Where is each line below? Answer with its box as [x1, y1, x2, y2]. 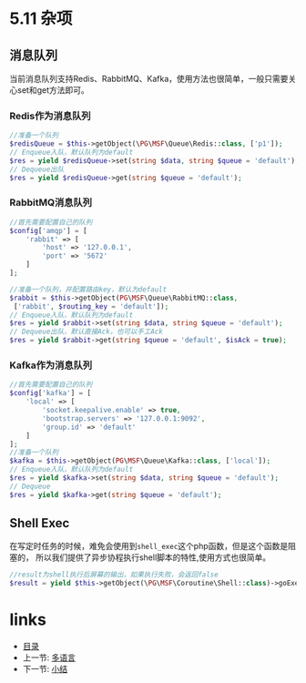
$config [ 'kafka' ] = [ [9, 389, 92, 398]
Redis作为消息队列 [9, 109, 91, 122]
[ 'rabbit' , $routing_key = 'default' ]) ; [13, 301, 169, 311]
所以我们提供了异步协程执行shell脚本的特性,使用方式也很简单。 [35, 552, 271, 563]
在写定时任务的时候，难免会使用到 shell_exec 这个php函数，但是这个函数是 [9, 541, 289, 552]
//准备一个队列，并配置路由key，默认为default [9, 284, 168, 294]
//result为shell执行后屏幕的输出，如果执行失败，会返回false [9, 570, 219, 579]
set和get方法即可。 [16, 85, 89, 96]
